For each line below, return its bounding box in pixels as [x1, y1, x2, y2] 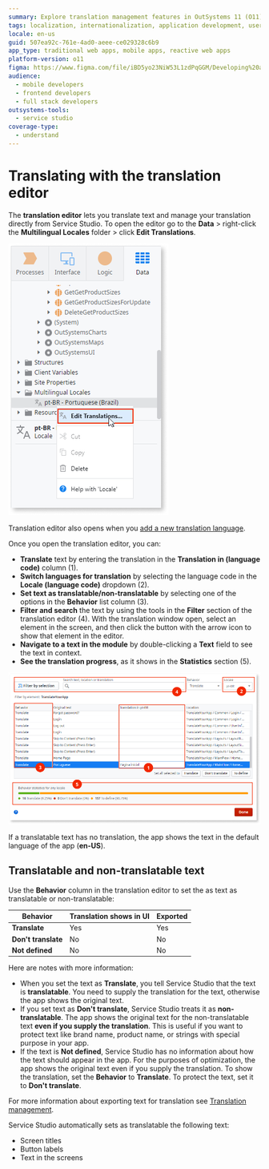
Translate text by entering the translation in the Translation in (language [19, 554, 260, 564]
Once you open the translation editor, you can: [8, 538, 162, 548]
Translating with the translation [8, 167, 222, 185]
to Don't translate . [19, 1081, 82, 1090]
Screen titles [19, 1136, 62, 1146]
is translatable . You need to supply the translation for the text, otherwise [19, 987, 260, 997]
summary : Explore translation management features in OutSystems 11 [8, 13, 242, 21]
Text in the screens [19, 1153, 83, 1163]
